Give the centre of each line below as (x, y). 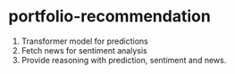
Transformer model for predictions (84, 41)
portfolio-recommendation (109, 16)
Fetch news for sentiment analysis (84, 50)
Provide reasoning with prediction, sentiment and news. (124, 60)
